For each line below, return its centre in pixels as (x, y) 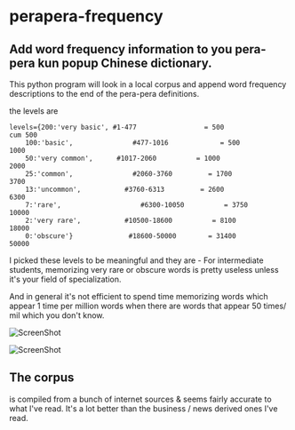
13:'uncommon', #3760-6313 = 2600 (125, 189)
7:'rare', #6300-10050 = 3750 (137, 205)
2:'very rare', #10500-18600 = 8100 (131, 220)
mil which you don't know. (57, 315)
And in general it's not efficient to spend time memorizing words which (139, 296)
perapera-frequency (86, 16)
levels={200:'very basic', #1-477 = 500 (117, 127)
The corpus (42, 378)
